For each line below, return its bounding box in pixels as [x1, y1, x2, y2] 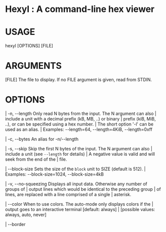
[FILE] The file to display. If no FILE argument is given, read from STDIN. [5, 77, 152, 83]
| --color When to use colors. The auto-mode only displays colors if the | [5, 201, 154, 207]
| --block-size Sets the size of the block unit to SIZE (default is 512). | [5, 166, 146, 172]
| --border [5, 222, 26, 227]
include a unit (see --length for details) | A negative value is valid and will [5, 151, 155, 157]
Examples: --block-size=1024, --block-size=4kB [5, 171, 104, 177]
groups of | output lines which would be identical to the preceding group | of [5, 186, 161, 192]
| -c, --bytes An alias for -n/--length [5, 136, 79, 142]
